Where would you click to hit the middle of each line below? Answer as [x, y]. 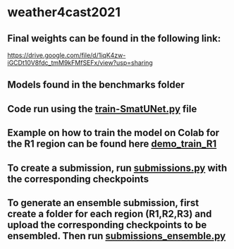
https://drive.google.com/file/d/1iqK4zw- [67, 55]
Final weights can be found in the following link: [114, 38]
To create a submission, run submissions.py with [117, 168]
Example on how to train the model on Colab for [113, 133]
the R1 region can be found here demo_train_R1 [112, 144]
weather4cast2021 [64, 12]
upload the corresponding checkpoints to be [107, 225]
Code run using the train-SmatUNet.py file [102, 109]
